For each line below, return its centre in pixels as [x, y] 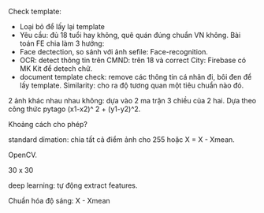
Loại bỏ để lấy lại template [62, 26]
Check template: [35, 11]
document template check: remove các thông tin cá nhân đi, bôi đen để [136, 77]
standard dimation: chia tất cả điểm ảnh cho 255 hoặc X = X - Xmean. [121, 140]
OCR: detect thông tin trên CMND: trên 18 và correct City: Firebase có [133, 60]
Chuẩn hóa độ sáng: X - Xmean [59, 201]
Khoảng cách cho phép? [48, 124]
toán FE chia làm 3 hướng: [62, 43]
